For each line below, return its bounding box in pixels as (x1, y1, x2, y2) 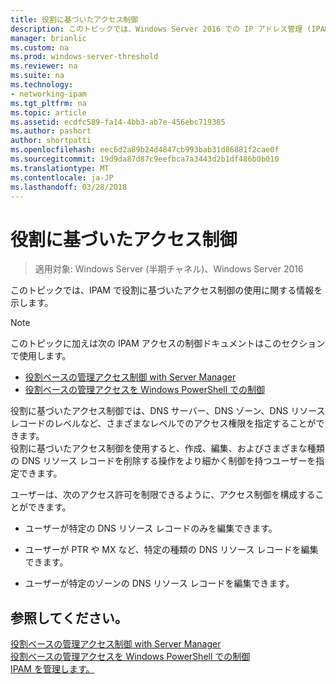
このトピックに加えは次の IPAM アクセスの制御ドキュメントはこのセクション (10, 337, 326, 350)
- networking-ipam (10, 89, 87, 99)
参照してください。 (10, 609, 128, 626)
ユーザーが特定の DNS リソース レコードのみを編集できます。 (24, 522, 278, 535)
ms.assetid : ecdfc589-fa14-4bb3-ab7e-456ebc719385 (10, 117, 226, 127)
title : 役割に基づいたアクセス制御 (10, 14, 139, 25)
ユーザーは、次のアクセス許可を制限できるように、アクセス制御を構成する (10, 489, 316, 501)
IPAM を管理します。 (10, 663, 95, 675)
